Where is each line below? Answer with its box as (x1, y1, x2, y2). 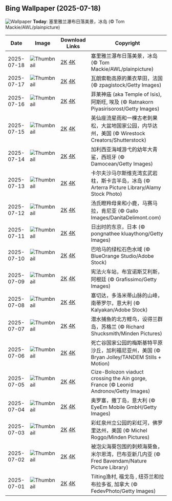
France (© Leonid (91, 381, 134, 388)
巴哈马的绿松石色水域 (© (91, 245, 150, 253)
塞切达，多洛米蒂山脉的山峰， (91, 291, 163, 299)
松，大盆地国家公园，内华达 (91, 122, 158, 129)
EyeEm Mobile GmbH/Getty (91, 403, 157, 410)
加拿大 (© (114, 481, 138, 488)
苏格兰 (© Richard (101, 323, 145, 330)
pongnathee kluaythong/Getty (91, 230, 163, 237)
